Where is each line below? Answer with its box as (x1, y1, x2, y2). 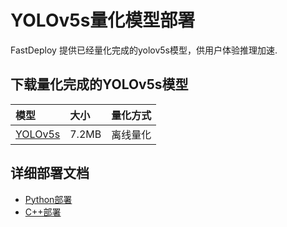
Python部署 (24, 193, 73, 205)
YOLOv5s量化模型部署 (10, 9, 196, 32)
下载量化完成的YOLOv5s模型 (10, 76, 189, 93)
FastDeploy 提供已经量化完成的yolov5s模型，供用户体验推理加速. (10, 44, 278, 56)
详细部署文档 (10, 165, 90, 182)
